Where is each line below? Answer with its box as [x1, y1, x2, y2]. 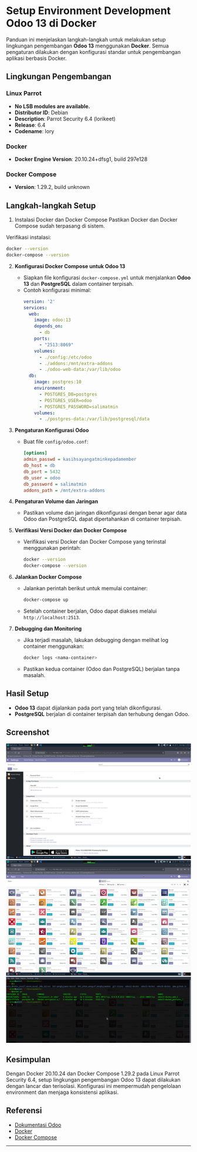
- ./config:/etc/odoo [39, 354, 92, 360]
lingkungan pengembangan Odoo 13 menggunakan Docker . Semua [6, 42, 169, 49]
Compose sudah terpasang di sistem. [14, 222, 106, 229]
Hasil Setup [6, 688, 49, 699]
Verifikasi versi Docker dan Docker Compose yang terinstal [23, 538, 166, 545]
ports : [34, 336, 50, 342]
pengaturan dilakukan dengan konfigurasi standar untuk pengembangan [6, 48, 181, 55]
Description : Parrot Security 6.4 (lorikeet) [14, 115, 116, 122]
